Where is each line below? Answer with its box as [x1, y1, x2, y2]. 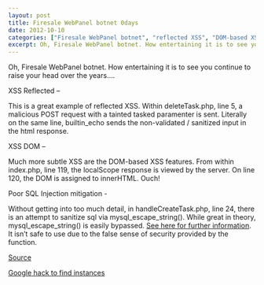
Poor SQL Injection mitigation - [8, 189, 108, 198]
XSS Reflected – [8, 86, 60, 95]
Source [8, 253, 31, 262]
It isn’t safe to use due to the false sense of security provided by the [8, 229, 229, 239]
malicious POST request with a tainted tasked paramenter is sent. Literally [8, 109, 247, 119]
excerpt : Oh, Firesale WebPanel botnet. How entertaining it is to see [8, 41, 247, 49]
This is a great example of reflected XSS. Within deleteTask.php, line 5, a [8, 102, 244, 111]
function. [8, 238, 38, 247]
